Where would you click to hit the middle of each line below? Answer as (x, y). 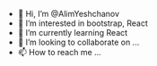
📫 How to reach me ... (59, 52)
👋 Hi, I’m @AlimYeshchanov (68, 14)
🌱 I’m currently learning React (73, 33)
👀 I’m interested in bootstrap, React (83, 23)
